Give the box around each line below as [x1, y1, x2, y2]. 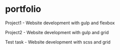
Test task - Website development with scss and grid [5, 39, 111, 45]
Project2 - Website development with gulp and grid [5, 29, 109, 35]
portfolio [5, 3, 41, 15]
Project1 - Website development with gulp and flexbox [5, 20, 115, 26]
